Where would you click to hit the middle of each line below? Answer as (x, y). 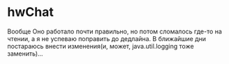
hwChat (30, 12)
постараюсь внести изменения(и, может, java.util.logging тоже (101, 46)
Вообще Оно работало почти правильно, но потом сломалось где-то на (114, 31)
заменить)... (25, 54)
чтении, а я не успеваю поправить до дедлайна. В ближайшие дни (107, 38)
